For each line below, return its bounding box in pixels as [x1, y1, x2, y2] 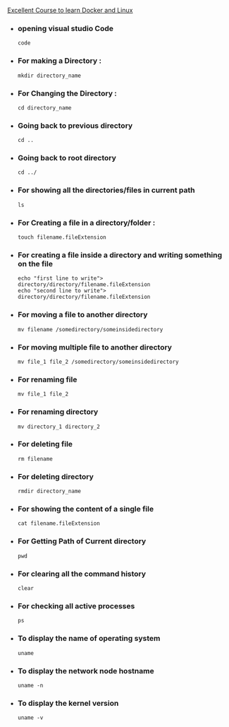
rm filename [17, 455, 53, 462]
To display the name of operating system [17, 634, 161, 644]
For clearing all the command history [17, 569, 147, 579]
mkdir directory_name [17, 72, 81, 79]
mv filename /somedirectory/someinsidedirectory [17, 326, 163, 333]
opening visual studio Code [17, 23, 114, 33]
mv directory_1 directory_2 [17, 423, 100, 430]
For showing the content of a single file [17, 504, 154, 514]
